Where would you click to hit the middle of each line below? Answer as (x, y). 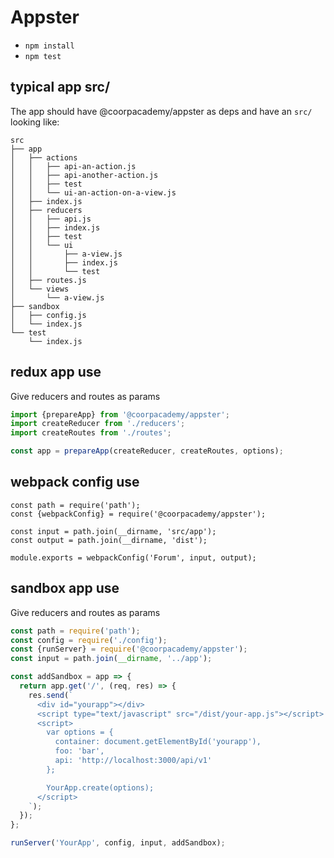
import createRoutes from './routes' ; (91, 433)
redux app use (56, 372)
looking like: (35, 122)
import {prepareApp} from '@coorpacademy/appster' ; (120, 414)
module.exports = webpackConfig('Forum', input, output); (133, 557)
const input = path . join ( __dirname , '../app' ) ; (111, 659)
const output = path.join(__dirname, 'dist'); (109, 540)
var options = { (80, 732)
